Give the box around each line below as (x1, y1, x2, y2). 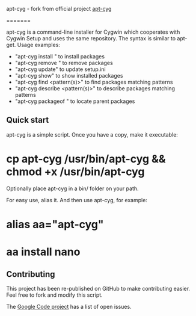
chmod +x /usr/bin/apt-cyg (6, 165, 145, 178)
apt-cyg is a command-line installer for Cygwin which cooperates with (6, 28, 180, 36)
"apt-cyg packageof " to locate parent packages (14, 98, 135, 105)
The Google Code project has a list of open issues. (6, 303, 132, 310)
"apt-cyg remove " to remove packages (14, 60, 113, 66)
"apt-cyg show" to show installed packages (14, 72, 123, 79)
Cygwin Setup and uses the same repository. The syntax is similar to (6, 35, 176, 42)
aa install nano (6, 245, 81, 259)
